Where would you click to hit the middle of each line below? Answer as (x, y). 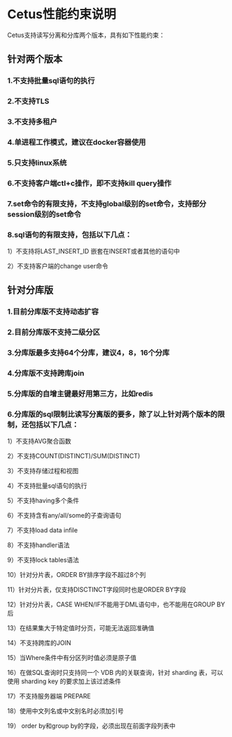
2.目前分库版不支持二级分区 (54, 333)
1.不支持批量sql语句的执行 (51, 81)
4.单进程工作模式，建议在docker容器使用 (77, 143)
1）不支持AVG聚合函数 (39, 442)
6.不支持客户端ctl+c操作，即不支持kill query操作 (89, 183)
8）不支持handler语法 (38, 545)
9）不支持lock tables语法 (43, 560)
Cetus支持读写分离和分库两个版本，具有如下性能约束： (86, 35)
